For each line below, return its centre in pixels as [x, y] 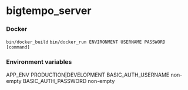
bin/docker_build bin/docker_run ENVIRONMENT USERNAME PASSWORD [86, 42]
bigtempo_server [49, 11]
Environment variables [39, 62]
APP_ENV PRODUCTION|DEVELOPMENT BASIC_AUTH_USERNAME [88, 75]
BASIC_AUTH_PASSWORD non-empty [69, 81]
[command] [18, 47]
